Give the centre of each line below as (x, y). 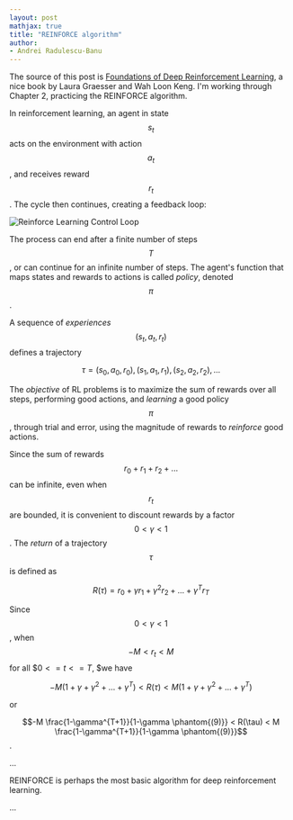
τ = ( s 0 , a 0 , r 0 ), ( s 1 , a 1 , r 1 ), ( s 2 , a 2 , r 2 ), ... (151, 371)
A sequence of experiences (60, 322)
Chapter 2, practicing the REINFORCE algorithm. (98, 96)
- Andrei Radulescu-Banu (56, 51)
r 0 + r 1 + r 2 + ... (151, 469)
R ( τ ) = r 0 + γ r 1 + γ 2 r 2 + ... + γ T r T (151, 590)
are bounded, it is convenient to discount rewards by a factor (122, 515)
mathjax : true (36, 26)
